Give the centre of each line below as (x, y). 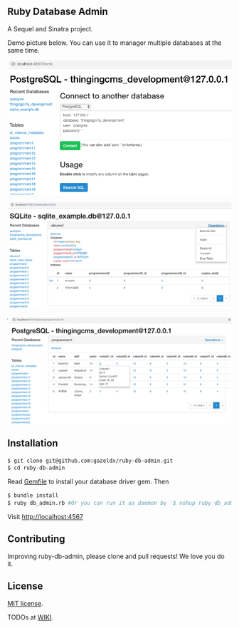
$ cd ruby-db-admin (36, 468)
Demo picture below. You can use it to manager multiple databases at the (115, 43)
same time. (24, 50)
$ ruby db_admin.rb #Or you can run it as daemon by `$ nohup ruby (110, 503)
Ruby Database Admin (58, 12)
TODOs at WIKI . (30, 617)
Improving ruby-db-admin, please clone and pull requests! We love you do (116, 556)
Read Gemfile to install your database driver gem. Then (88, 482)
